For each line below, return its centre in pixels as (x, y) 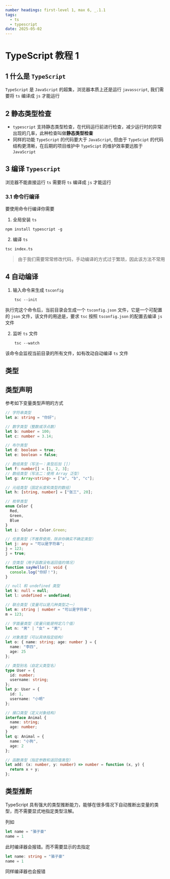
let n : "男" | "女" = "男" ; (34, 628)
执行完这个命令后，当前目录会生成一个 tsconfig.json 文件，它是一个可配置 (84, 310)
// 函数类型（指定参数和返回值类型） (39, 760)
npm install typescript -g (34, 229)
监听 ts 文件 (25, 333)
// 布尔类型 (17, 445)
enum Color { (19, 506)
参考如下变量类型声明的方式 (34, 403)
